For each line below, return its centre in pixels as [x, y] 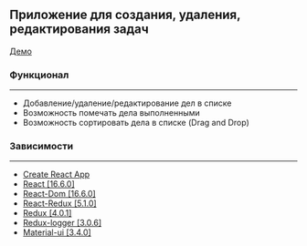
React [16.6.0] [48, 184]
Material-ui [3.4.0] [57, 232]
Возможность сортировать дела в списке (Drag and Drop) [136, 123]
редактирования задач [79, 30]
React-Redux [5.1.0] [60, 203]
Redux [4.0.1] [47, 213]
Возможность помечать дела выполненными [111, 113]
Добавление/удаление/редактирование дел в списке [127, 103]
